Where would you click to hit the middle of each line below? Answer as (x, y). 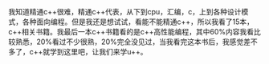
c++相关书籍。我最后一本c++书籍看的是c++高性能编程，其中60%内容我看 (131, 32)
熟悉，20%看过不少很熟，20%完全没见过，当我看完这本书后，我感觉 (129, 42)
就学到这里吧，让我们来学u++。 (95, 52)
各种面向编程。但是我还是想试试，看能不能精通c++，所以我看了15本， (138, 22)
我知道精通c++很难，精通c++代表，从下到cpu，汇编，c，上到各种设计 (125, 12)
